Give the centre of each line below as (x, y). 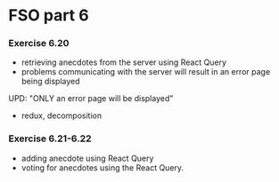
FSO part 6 (49, 16)
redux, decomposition (62, 115)
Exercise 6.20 (39, 44)
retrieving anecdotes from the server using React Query (124, 62)
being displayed (51, 82)
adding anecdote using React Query (87, 158)
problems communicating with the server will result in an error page (146, 72)
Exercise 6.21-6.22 (50, 138)
